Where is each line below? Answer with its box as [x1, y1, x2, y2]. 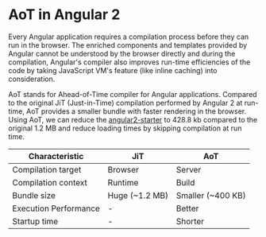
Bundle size [12, 189, 56, 200]
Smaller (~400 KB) [175, 189, 246, 200]
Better [175, 203, 199, 214]
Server [175, 164, 202, 175]
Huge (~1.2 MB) [107, 189, 169, 200]
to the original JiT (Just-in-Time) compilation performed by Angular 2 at [8, 98, 243, 107]
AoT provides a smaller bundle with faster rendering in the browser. [26, 106, 247, 116]
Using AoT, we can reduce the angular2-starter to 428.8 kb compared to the [8, 115, 258, 124]
